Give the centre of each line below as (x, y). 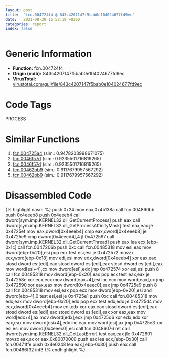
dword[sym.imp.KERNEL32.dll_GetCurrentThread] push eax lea (71, 242)
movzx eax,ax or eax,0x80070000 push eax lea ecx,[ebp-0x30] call (76, 339)
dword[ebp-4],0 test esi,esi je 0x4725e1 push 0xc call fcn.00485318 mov (81, 296)
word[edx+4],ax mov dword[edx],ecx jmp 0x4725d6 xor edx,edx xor (77, 317)
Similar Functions (43, 139)
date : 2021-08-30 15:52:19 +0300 (43, 19)
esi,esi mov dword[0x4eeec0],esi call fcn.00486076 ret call (68, 328)
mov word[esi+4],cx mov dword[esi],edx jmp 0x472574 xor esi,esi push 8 (82, 269)
